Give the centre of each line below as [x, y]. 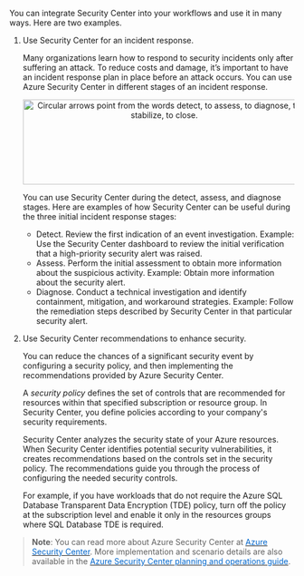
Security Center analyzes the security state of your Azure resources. [150, 439]
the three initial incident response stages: [100, 216]
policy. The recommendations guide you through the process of [141, 468]
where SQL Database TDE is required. [93, 524]
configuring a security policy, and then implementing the [128, 366]
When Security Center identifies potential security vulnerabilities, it [147, 449]
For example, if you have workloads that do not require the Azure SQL [152, 495]
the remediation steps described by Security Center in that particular [164, 311]
